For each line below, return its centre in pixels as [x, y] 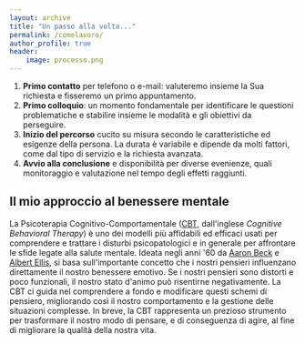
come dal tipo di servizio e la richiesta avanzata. [113, 154]
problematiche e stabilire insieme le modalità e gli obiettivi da [137, 115]
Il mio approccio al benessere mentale [119, 202]
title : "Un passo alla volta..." [73, 26]
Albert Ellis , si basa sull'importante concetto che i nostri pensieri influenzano [153, 262]
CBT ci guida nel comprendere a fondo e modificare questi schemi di [138, 291]
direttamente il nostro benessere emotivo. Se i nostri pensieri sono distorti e [152, 272]
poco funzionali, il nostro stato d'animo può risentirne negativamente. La [145, 281]
